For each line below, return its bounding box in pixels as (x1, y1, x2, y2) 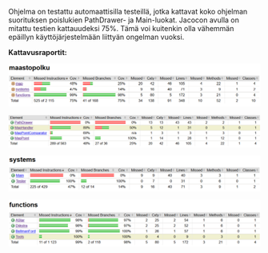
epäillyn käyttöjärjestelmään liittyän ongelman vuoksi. (8, 32, 185, 42)
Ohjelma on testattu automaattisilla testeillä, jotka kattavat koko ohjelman (8, 7, 248, 16)
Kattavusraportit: (8, 48, 67, 57)
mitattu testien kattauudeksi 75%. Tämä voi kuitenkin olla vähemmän (8, 24, 234, 33)
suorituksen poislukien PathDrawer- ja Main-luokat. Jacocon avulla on (8, 15, 240, 25)
